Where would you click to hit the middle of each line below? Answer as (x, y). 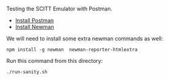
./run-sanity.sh (27, 72)
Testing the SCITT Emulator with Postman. (59, 9)
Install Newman (34, 27)
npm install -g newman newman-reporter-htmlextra (72, 50)
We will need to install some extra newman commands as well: (85, 38)
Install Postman (34, 20)
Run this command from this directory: (55, 61)
